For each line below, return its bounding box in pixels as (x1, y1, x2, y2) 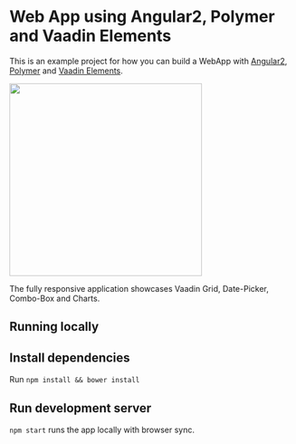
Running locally (9, 319, 100, 334)
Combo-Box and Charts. (9, 293, 100, 304)
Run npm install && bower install (9, 374, 140, 385)
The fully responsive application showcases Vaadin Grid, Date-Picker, (9, 283, 270, 294)
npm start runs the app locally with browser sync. (9, 424, 196, 435)
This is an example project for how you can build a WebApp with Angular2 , (9, 55, 288, 66)
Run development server (9, 401, 152, 416)
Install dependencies (9, 350, 130, 365)
